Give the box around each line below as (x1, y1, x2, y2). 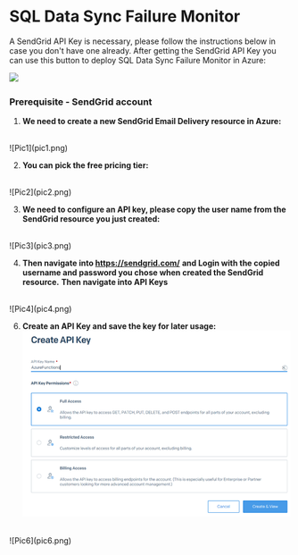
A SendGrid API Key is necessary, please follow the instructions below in (9, 36, 277, 46)
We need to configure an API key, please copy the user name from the (21, 204, 286, 215)
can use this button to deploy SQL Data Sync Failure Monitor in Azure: (9, 55, 266, 65)
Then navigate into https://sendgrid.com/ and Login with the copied (21, 257, 280, 269)
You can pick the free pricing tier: (21, 160, 149, 171)
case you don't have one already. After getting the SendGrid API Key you (9, 45, 277, 55)
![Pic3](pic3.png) (9, 240, 72, 251)
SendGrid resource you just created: (21, 214, 161, 224)
